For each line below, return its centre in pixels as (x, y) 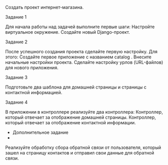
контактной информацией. (34, 92)
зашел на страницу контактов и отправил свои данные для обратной (80, 153)
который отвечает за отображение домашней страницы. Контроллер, (81, 117)
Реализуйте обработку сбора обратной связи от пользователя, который (83, 147)
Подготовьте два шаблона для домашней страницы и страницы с (76, 87)
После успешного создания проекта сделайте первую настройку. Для (81, 52)
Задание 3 (16, 77)
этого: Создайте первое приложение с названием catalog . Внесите (78, 57)
